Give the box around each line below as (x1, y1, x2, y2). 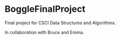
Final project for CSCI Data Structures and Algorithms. (4, 20, 116, 26)
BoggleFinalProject (4, 3, 85, 15)
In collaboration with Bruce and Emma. (4, 29, 84, 35)
